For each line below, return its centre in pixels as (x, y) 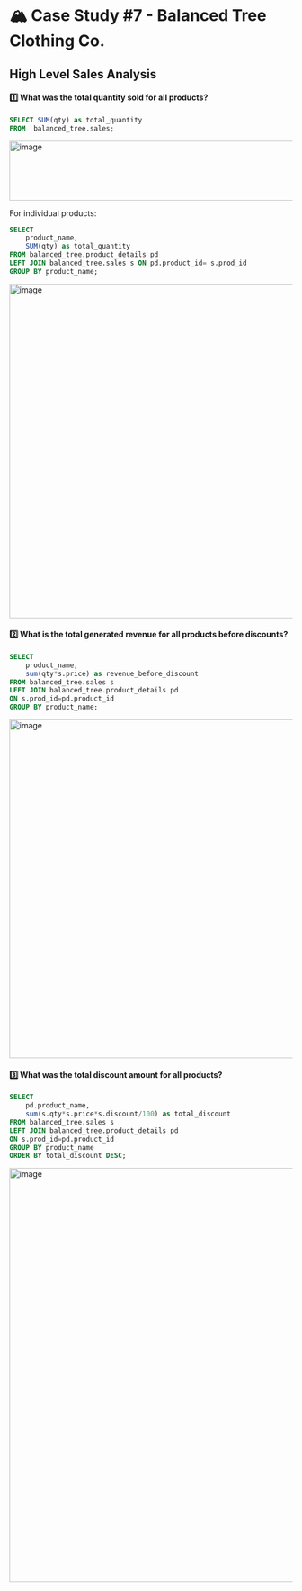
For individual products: (53, 213)
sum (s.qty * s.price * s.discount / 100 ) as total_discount (128, 1114)
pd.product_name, (58, 1106)
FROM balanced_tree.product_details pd (84, 255)
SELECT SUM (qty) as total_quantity (76, 120)
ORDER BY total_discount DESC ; (68, 1156)
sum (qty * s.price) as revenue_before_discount (112, 673)
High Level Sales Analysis (83, 74)
